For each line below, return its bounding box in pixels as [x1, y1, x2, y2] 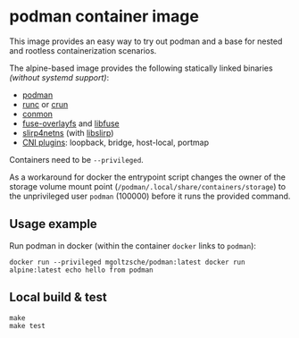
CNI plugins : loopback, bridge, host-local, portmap [21, 137, 210, 148]
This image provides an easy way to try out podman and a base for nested [9, 36, 283, 46]
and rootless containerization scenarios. [9, 45, 157, 55]
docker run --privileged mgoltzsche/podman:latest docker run [9, 258, 245, 266]
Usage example [9, 216, 98, 232]
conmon [21, 108, 54, 119]
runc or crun [21, 98, 69, 109]
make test [9, 321, 46, 330]
